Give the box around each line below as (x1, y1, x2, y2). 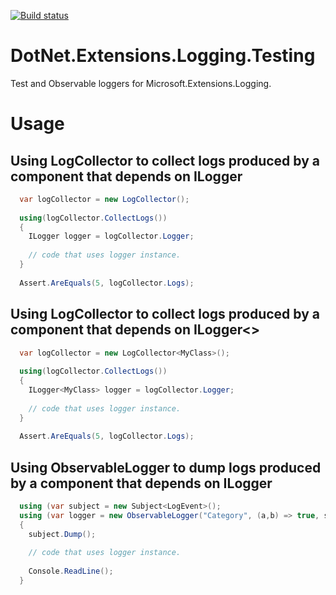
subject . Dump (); (28, 529, 97, 539)
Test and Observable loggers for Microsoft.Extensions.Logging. (10, 77, 272, 89)
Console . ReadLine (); (28, 566, 114, 577)
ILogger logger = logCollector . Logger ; (28, 231, 195, 242)
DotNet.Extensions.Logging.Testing (10, 45, 316, 67)
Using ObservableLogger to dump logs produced (10, 459, 322, 476)
